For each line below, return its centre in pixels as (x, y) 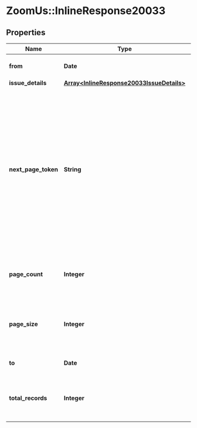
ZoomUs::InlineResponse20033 (86, 11)
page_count (26, 274)
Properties (26, 33)
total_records (28, 398)
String (72, 169)
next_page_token (34, 169)
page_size (23, 324)
